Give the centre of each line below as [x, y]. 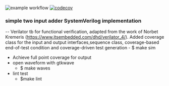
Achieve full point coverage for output [52, 57]
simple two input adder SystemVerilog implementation [73, 21]
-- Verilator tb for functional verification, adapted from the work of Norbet [82, 32]
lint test [20, 73]
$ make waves [35, 68]
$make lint [31, 79]
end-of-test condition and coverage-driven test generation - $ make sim [80, 48]
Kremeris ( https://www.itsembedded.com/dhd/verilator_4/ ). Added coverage [85, 37]
